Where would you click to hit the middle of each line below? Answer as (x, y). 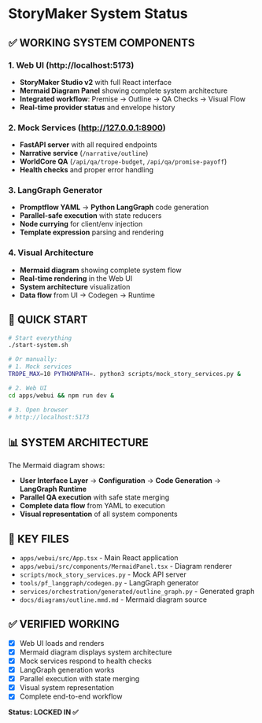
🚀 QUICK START (48, 320)
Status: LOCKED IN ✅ (43, 712)
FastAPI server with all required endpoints (88, 145)
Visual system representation (67, 688)
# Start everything (40, 338)
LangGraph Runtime (53, 489)
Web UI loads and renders (62, 643)
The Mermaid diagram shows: (57, 466)
